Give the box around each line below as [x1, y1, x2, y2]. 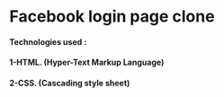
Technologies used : [9, 36, 87, 47]
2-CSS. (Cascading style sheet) [9, 77, 130, 88]
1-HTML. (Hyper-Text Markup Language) [9, 57, 165, 68]
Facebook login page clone [9, 6, 215, 27]
